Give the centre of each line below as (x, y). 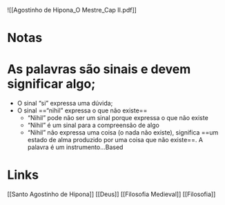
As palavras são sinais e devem (99, 69)
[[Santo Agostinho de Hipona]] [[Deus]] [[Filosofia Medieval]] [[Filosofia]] (111, 194)
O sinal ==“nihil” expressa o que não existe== (82, 110)
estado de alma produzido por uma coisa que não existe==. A (115, 140)
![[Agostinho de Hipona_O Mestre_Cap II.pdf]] (72, 10)
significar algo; (51, 84)
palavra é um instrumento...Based (75, 147)
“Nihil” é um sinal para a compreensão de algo (94, 125)
